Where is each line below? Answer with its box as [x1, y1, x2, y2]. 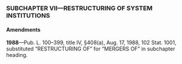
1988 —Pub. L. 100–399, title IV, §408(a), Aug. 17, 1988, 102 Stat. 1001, [6, 39, 177, 46]
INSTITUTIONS [6, 11, 51, 19]
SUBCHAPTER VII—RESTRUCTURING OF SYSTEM [6, 4, 153, 12]
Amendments [6, 26, 40, 33]
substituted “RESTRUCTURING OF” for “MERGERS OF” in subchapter [6, 45, 175, 52]
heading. [6, 52, 28, 59]
